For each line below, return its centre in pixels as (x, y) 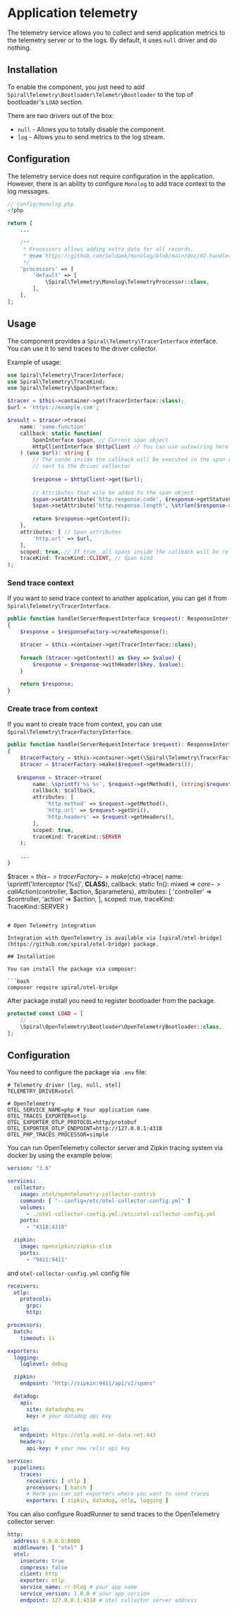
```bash (19, 981)
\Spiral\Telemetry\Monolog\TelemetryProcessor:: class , (127, 282)
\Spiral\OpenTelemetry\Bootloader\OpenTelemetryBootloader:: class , (121, 1026)
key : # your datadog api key (69, 1416)
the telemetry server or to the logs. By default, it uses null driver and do (112, 40)
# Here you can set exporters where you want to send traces (118, 1494)
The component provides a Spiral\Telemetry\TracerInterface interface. (113, 341)
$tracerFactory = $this (55, 758)
